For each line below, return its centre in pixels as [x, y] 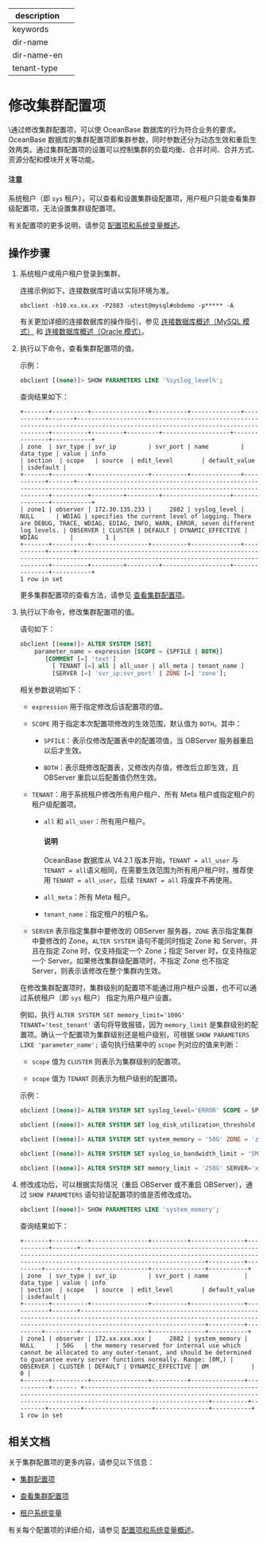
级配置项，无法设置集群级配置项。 [64, 208]
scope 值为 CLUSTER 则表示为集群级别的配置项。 [108, 1062]
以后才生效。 [64, 751]
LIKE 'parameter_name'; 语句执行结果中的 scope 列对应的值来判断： [130, 1044]
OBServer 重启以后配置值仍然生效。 [102, 777]
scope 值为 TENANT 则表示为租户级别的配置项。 [106, 1079]
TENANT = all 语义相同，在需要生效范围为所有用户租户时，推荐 [145, 870]
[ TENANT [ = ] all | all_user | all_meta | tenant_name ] [148, 666]
